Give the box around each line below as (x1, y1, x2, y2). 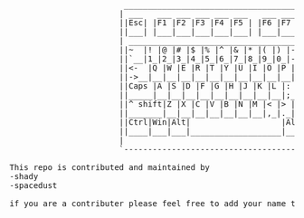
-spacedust (9, 181, 58, 190)
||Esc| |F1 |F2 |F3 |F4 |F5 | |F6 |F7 (119, 18, 291, 27)
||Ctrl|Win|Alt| (119, 118, 192, 127)
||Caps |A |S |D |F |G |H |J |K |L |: (119, 81, 291, 90)
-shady (9, 172, 39, 181)
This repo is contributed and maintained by (9, 163, 211, 172)
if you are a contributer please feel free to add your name (9, 199, 287, 208)
